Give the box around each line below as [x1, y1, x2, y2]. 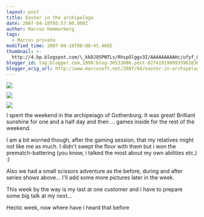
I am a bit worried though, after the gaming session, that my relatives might [6, 136, 194, 143]
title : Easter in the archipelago [6, 15, 94, 21]
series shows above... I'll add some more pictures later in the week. [6, 174, 175, 181]
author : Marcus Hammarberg [6, 26, 75, 32]
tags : [6, 32, 20, 38]
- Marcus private [12, 37, 56, 43]
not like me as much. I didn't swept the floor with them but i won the [6, 143, 176, 150]
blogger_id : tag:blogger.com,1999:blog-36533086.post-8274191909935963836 [6, 60, 200, 66]
